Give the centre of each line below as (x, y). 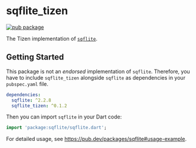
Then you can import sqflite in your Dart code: (64, 117)
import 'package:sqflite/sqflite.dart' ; (57, 128)
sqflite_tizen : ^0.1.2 (39, 106)
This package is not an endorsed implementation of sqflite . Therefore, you (98, 71)
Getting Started (35, 57)
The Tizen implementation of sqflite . (52, 38)
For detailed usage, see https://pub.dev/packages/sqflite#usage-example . (97, 139)
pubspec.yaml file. (27, 84)
